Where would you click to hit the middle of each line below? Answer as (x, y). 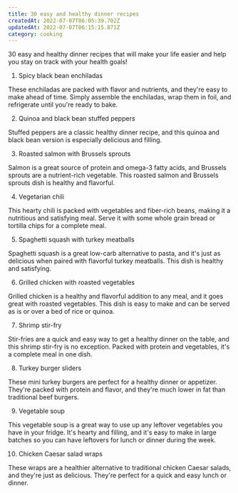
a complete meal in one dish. (50, 354)
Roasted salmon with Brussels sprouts (74, 154)
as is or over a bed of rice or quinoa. (61, 312)
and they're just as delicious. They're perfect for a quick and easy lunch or (118, 475)
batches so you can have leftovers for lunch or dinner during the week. (112, 440)
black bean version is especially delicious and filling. (85, 140)
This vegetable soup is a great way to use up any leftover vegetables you (115, 425)
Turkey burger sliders (50, 368)
